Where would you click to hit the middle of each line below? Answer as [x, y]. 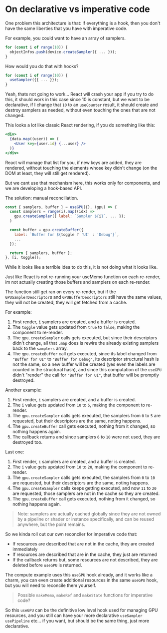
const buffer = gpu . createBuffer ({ [47, 230]
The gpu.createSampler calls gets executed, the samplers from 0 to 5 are [86, 416]
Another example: [23, 390]
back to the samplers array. [40, 348]
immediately [25, 549]
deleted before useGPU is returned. [47, 565]
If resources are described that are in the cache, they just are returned [84, 554]
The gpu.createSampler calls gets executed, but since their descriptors [85, 338]
